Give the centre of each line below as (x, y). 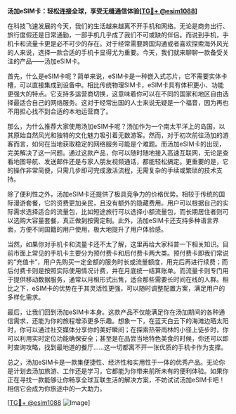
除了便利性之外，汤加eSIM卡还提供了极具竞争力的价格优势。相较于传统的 (113, 194)
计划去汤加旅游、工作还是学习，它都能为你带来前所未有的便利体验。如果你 (121, 371)
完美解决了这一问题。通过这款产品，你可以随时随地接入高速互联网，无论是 (115, 153)
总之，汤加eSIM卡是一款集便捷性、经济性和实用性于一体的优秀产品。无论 (113, 362)
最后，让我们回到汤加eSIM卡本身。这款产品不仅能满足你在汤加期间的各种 (113, 312)
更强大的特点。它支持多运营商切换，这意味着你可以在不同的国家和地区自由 (115, 94)
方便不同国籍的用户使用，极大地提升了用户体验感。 (93, 229)
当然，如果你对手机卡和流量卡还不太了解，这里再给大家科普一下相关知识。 (115, 244)
